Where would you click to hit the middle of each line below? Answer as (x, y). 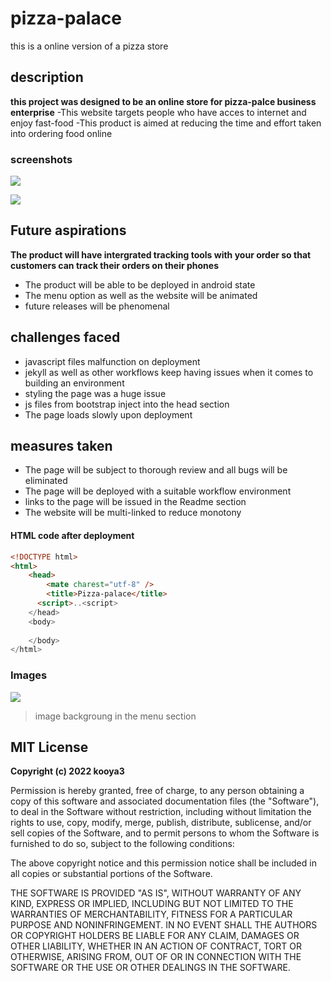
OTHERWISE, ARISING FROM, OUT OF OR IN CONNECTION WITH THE (156, 957)
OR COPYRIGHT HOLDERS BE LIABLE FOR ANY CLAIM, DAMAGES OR (155, 936)
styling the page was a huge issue (95, 393)
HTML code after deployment (72, 536)
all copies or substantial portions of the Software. (111, 874)
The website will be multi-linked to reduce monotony (133, 513)
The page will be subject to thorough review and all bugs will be (156, 470)
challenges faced (65, 337)
